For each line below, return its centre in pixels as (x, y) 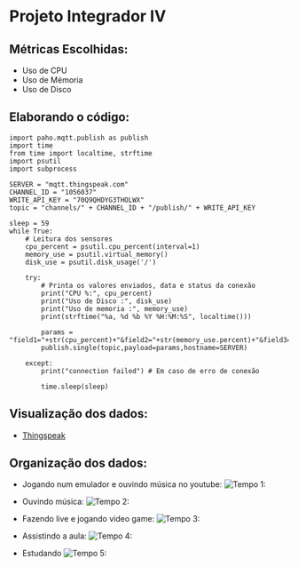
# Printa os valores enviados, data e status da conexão (148, 285)
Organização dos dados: (78, 463)
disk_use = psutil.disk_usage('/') (91, 262)
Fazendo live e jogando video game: (88, 519)
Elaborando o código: (70, 117)
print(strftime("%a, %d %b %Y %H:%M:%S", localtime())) (146, 316)
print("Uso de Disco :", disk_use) (107, 301)
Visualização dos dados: (78, 414)
